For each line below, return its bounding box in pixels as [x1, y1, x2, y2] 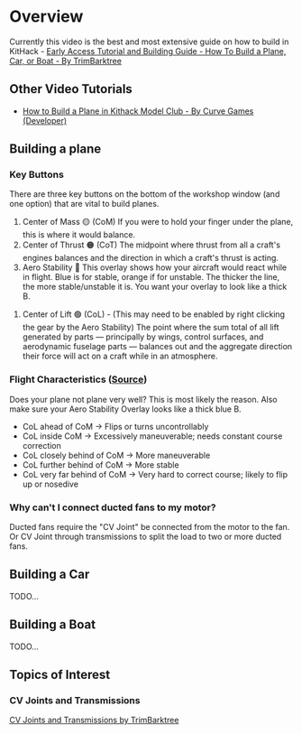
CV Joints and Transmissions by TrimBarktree [9, 715, 179, 726]
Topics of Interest [9, 667, 111, 683]
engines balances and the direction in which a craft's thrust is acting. [22, 253, 279, 264]
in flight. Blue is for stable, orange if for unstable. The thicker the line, [22, 272, 280, 283]
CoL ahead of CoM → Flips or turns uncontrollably [22, 421, 209, 432]
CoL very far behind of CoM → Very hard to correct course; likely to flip [22, 469, 288, 479]
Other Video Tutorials [9, 81, 133, 97]
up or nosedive [22, 478, 79, 489]
